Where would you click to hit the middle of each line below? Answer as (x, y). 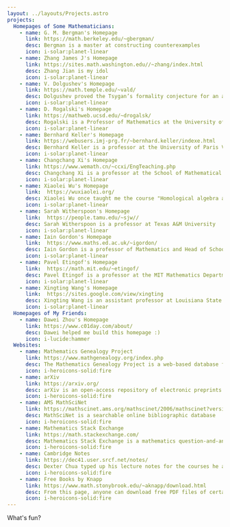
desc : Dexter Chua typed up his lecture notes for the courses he (122, 467)
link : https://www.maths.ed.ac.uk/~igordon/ (91, 243)
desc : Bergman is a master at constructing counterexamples (113, 45)
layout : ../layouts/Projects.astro (58, 13)
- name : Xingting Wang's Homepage (68, 288)
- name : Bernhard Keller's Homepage (72, 134)
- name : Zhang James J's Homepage (68, 58)
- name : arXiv (39, 377)
